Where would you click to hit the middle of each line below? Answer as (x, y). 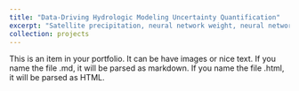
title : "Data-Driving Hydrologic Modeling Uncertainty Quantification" (145, 17)
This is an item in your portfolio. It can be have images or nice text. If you (142, 59)
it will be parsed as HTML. (57, 78)
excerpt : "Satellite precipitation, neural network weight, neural (137, 26)
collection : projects (49, 34)
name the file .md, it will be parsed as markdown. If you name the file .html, (147, 68)
